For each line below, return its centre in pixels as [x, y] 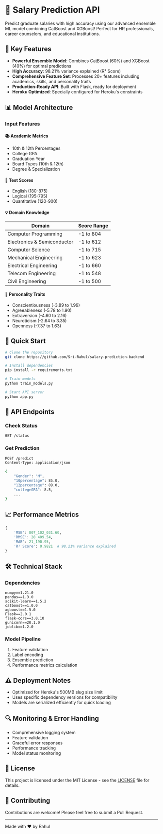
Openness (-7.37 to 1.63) [37, 326]
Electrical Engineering [32, 266]
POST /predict [19, 458]
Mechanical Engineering [35, 257]
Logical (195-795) [30, 196]
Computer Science [29, 249]
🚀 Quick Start [25, 341]
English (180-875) [30, 191]
